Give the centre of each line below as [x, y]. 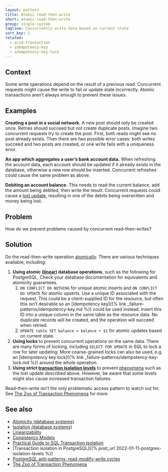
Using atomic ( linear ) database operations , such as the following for [84, 272]
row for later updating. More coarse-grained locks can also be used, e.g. [88, 351]
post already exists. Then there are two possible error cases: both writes [80, 139]
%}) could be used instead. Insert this [123, 309]
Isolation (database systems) [42, 427]
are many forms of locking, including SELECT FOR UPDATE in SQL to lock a [87, 346]
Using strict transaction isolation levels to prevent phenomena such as [87, 368]
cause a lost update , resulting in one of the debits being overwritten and [80, 196]
